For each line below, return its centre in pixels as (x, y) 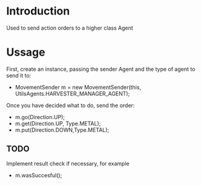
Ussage (26, 52)
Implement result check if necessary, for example (68, 163)
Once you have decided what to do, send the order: (71, 105)
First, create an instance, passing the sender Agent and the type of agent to (101, 69)
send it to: (19, 75)
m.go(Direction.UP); (40, 117)
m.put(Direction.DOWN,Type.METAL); (62, 130)
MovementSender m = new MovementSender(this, (78, 87)
